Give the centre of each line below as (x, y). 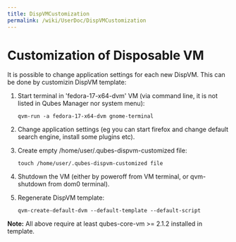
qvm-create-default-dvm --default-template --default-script (109, 211)
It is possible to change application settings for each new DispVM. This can (116, 75)
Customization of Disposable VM (106, 55)
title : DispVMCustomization (49, 14)
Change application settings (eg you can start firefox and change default (123, 129)
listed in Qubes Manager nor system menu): (81, 104)
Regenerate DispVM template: (61, 198)
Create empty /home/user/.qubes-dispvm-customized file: (102, 151)
